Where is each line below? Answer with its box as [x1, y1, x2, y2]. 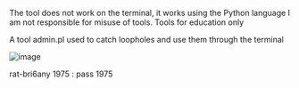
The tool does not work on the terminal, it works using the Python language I [9, 8, 291, 18]
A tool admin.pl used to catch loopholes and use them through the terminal [9, 35, 284, 44]
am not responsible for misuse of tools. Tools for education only [9, 17, 244, 28]
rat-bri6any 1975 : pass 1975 [9, 68, 113, 79]
